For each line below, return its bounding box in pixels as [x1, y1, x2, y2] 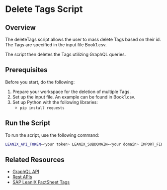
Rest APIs [12, 174, 32, 180]
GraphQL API [12, 169, 40, 175]
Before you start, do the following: [5, 79, 75, 85]
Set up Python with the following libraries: [12, 99, 98, 105]
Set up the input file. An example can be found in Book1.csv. [12, 94, 136, 100]
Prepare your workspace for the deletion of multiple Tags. [12, 89, 131, 95]
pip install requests [19, 105, 65, 110]
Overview [5, 23, 36, 32]
